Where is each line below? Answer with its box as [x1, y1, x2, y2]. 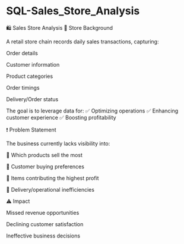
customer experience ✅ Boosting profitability [6, 114, 117, 121]
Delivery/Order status [6, 95, 59, 102]
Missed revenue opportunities [6, 209, 80, 216]
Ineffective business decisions [6, 232, 81, 239]
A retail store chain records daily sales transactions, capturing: [6, 37, 159, 45]
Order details [6, 49, 39, 57]
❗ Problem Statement [6, 126, 56, 133]
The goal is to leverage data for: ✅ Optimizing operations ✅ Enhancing [6, 107, 179, 114]
